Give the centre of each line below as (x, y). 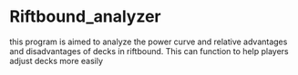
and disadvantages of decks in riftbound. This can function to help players (149, 51)
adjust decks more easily (56, 61)
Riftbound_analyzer (85, 17)
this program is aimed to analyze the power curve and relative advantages (149, 42)
